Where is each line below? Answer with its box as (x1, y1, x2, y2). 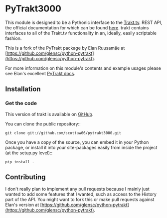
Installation (5, 85, 41, 94)
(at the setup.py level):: (5, 150, 53, 156)
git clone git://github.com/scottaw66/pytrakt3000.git (5, 130, 122, 135)
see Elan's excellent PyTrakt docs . (5, 70, 76, 76)
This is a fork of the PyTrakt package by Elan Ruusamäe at (5, 45, 125, 51)
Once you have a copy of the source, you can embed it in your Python (5, 139, 149, 145)
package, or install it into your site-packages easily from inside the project (5, 144, 158, 150)
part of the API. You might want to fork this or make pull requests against (5, 197, 155, 203)
